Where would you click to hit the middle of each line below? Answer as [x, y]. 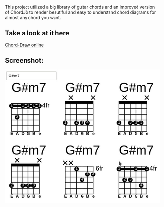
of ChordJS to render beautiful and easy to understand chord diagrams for [81, 12]
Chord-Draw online [25, 45]
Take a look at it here [37, 33]
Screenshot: [24, 60]
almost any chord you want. [33, 17]
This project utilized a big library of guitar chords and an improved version [80, 7]
